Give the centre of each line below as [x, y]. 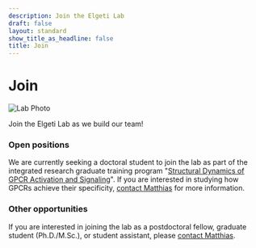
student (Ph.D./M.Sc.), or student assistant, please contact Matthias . [122, 235]
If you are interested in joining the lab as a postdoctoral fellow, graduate [128, 226]
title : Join [28, 46]
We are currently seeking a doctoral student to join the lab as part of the [128, 162]
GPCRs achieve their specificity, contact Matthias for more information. [126, 188]
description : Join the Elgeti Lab [67, 16]
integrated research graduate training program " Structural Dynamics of [126, 171]
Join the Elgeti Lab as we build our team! [76, 124]
